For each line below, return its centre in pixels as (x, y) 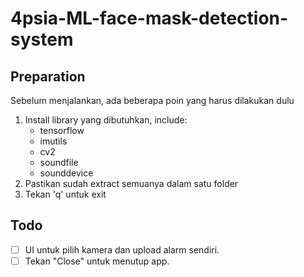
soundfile (59, 162)
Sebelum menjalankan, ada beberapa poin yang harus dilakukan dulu (152, 100)
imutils (53, 141)
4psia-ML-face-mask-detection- (149, 18)
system (42, 39)
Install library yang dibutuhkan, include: (106, 120)
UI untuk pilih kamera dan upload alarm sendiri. (122, 249)
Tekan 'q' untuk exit (65, 194)
